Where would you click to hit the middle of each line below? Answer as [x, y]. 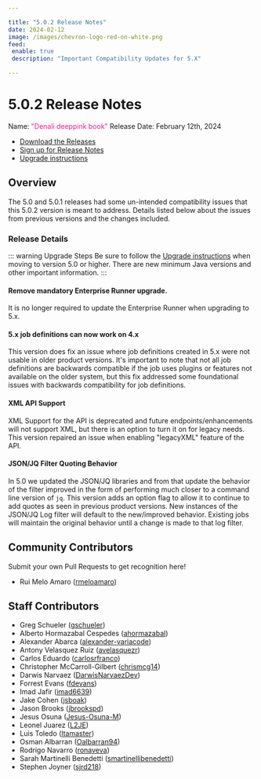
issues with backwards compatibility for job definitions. [97, 385]
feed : [17, 44]
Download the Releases [58, 141]
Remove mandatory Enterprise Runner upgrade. [88, 291]
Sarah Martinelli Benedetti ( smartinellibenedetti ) [96, 759]
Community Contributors [71, 548]
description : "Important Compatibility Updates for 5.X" [106, 59]
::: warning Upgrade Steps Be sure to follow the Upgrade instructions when [129, 256]
